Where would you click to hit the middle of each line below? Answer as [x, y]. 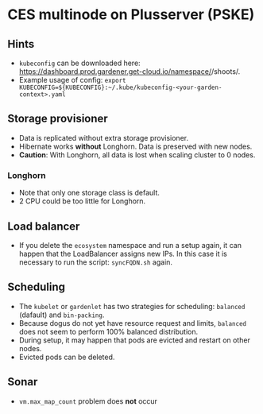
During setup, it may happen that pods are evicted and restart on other [135, 340]
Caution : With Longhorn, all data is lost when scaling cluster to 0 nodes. [137, 155]
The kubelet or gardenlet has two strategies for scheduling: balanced [132, 306]
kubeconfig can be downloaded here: [79, 63]
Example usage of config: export [72, 80]
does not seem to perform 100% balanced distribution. [108, 331]
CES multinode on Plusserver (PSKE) [131, 15]
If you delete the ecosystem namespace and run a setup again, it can [130, 245]
